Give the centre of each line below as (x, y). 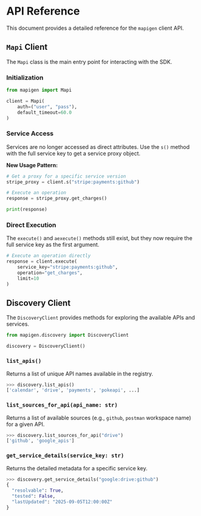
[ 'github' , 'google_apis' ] (40, 441)
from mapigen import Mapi (39, 90)
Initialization (25, 77)
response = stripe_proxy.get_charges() (57, 199)
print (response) (27, 210)
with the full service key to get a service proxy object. (73, 153)
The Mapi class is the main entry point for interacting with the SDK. (89, 61)
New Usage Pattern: (32, 165)
